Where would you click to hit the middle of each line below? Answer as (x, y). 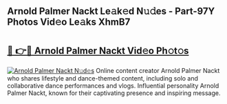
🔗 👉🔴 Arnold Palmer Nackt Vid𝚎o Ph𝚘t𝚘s (98, 51)
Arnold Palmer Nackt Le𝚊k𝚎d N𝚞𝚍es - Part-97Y (111, 11)
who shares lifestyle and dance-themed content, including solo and (102, 78)
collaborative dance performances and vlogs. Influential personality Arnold (113, 86)
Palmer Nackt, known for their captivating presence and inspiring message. (114, 93)
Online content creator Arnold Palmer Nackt (158, 71)
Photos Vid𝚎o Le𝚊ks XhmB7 (69, 22)
